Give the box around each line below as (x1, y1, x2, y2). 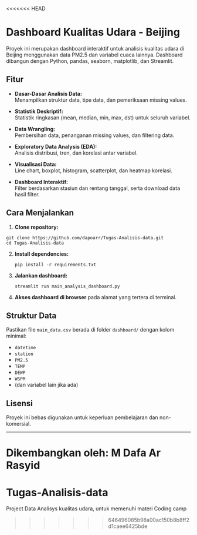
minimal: (6, 332, 26, 340)
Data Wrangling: (14, 125, 56, 132)
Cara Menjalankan (6, 208, 74, 218)
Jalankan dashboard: (14, 272, 68, 279)
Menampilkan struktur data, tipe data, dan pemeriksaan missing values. (14, 96, 187, 103)
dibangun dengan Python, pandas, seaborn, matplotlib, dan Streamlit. (6, 57, 174, 64)
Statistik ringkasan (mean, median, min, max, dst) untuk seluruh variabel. (14, 114, 191, 121)
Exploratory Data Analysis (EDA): (14, 143, 97, 150)
